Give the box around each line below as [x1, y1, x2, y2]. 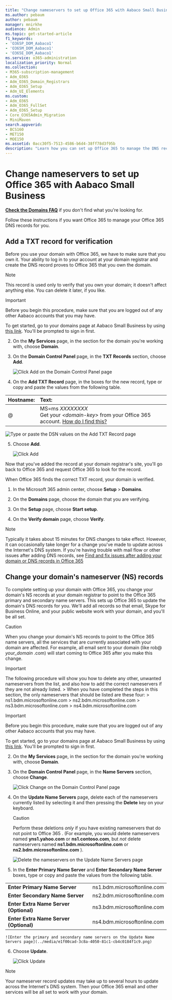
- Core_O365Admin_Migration [5, 112, 66, 118]
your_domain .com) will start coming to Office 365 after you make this [5, 650, 153, 656]
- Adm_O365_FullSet [5, 103, 47, 108]
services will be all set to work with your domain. [5, 989, 109, 995]
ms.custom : [5, 93, 29, 99]
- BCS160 [5, 127, 24, 132]
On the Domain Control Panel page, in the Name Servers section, [12, 768, 152, 775]
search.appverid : [5, 122, 42, 127]
